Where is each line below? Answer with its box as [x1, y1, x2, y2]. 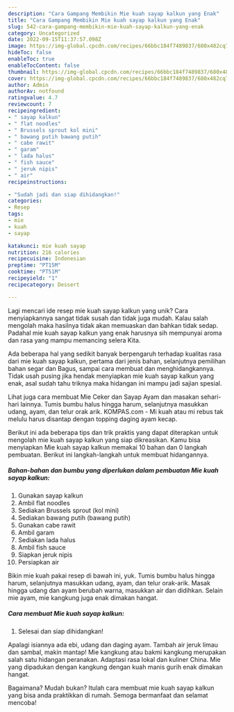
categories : [8, 198, 42, 205]
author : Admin [8, 81, 49, 88]
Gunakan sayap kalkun [17, 491, 83, 500]
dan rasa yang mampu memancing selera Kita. [8, 335, 141, 345]
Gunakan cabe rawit [17, 521, 76, 529]
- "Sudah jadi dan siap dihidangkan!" [8, 191, 120, 198]
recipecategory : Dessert [8, 281, 80, 288]
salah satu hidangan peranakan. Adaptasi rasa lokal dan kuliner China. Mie [8, 655, 221, 663]
